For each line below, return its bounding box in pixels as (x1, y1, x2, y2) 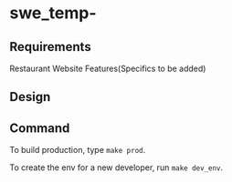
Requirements (9, 39, 91, 55)
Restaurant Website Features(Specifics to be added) (9, 63, 206, 74)
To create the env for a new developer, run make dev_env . (9, 162, 224, 173)
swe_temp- (9, 3, 98, 24)
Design (9, 89, 51, 105)
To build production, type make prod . (9, 145, 146, 156)
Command (9, 120, 70, 136)
